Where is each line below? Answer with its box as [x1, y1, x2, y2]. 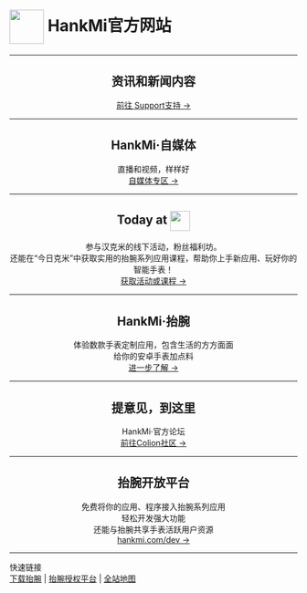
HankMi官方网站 [47, 15, 172, 36]
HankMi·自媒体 [111, 138, 196, 153]
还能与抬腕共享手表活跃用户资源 [93, 524, 214, 535]
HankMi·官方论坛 [122, 426, 185, 437]
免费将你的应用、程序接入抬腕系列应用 [81, 501, 226, 512]
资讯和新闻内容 [111, 74, 196, 89]
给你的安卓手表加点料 [113, 351, 194, 362]
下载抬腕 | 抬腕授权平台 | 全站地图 [9, 573, 137, 584]
